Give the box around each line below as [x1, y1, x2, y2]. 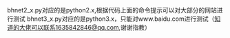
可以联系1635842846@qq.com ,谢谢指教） [30, 23, 151, 31]
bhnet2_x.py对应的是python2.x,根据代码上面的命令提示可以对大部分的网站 [7, 6, 217, 14]
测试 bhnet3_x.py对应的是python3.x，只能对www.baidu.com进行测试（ [12, 15, 215, 23]
